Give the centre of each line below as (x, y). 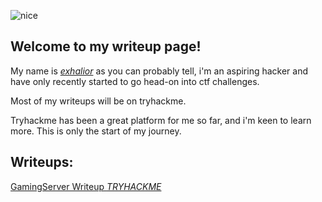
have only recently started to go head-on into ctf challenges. (135, 81)
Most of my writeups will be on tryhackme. (98, 101)
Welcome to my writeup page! (106, 46)
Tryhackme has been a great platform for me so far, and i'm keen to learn (161, 120)
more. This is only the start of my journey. (96, 131)
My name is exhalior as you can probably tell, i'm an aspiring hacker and (159, 71)
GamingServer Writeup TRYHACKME (86, 186)
